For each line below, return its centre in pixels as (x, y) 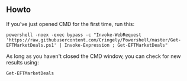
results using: (23, 62)
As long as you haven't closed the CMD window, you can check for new (94, 56)
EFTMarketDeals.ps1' (32, 45)
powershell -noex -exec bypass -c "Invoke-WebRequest (74, 35)
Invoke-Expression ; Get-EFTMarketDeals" (116, 45)
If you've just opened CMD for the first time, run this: (70, 24)
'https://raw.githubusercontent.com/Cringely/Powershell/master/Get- (94, 40)
